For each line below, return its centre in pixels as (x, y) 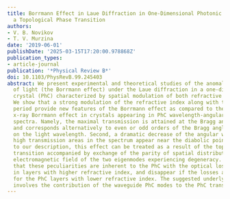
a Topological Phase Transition (60, 20)
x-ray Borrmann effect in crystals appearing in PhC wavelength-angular (119, 115)
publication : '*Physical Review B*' (59, 70)
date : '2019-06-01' (35, 45)
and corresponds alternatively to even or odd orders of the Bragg (112, 128)
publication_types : (35, 58)
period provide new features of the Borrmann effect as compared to (113, 109)
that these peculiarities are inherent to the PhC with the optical (113, 166)
